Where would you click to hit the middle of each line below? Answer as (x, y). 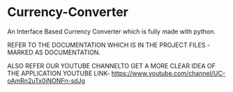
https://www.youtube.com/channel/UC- (168, 73)
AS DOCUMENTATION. (68, 52)
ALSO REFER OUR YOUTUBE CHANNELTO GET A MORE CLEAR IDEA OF (112, 66)
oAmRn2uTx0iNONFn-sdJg (46, 80)
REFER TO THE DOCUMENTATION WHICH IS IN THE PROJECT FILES (106, 45)
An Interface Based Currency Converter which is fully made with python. (112, 31)
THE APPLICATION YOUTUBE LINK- (59, 73)
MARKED (20, 52)
